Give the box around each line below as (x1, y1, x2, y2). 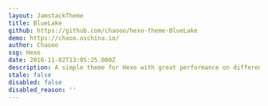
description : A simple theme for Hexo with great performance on (8, 64, 230, 72)
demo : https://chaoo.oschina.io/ (8, 33, 120, 42)
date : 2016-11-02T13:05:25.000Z (8, 57, 116, 65)
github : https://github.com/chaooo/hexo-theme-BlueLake (8, 26, 198, 34)
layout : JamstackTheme (8, 11, 84, 20)
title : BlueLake (8, 19, 62, 27)
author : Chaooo (8, 41, 59, 49)
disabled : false (8, 78, 62, 86)
